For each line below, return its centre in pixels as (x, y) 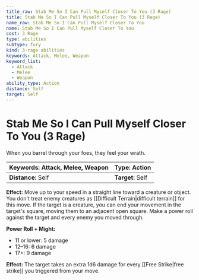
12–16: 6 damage (35, 246)
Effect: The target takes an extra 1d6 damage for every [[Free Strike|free (95, 264)
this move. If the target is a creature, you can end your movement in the (94, 205)
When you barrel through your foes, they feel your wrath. (76, 152)
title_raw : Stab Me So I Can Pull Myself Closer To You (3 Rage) (89, 12)
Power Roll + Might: (31, 228)
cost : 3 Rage (22, 34)
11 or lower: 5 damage (41, 240)
